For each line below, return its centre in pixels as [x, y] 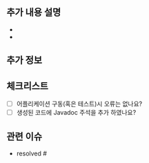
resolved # [32, 153]
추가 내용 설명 [34, 12]
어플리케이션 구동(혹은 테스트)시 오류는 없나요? [79, 104]
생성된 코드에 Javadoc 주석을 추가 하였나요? [76, 113]
